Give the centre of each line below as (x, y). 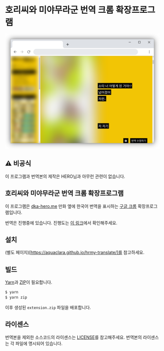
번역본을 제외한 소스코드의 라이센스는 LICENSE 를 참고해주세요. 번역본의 (73, 337)
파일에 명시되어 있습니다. (39, 343)
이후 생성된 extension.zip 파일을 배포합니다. (48, 308)
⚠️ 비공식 (18, 164)
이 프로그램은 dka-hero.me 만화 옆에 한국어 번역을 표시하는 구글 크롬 (71, 206)
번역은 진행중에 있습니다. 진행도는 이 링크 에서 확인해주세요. (61, 223)
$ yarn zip (16, 298)
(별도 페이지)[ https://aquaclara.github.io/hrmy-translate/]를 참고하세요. (75, 253)
